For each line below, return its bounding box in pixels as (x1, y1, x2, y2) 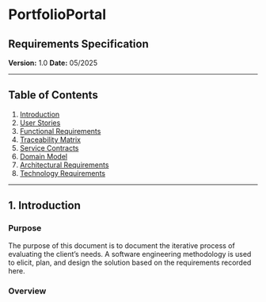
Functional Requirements (19, 126, 101, 136)
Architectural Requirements (19, 160, 109, 170)
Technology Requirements (19, 168, 105, 178)
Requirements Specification (8, 37, 149, 51)
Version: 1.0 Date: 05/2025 (8, 58, 97, 67)
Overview (8, 285, 47, 296)
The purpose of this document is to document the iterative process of (8, 240, 235, 250)
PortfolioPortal (8, 6, 107, 24)
